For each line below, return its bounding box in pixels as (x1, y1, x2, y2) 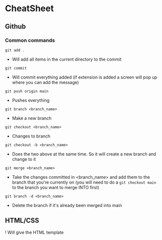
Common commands (5, 37, 55, 44)
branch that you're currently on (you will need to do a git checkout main (12, 179, 156, 185)
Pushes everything (12, 97, 50, 103)
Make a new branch (12, 115, 52, 121)
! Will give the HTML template (5, 229, 64, 235)
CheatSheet (5, 3, 54, 14)
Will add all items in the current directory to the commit (12, 56, 122, 62)
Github (5, 22, 26, 31)
